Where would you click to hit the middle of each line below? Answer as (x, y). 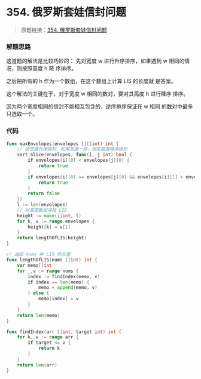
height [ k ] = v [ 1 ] (49, 227)
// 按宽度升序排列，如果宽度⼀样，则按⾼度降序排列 (72, 149)
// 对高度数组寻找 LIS (42, 210)
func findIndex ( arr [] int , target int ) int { (64, 332)
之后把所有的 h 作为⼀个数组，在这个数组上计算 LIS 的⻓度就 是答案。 (91, 81)
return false (44, 194)
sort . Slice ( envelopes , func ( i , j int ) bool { (75, 155)
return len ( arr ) (37, 365)
